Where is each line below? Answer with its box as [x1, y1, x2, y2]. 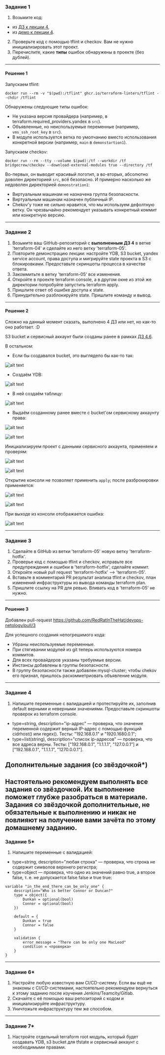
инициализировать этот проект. [12, 44, 79, 50]
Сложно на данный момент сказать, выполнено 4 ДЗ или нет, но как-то [5, 319, 156, 325]
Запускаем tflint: [5, 81, 40, 87]
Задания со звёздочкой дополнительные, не [5, 800, 150, 809]
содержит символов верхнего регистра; [12, 864, 98, 870]
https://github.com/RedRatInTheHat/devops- [53, 617, 143, 623]
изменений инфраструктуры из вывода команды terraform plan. [12, 580, 146, 586]
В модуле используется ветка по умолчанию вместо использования [12, 134, 157, 140]
